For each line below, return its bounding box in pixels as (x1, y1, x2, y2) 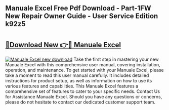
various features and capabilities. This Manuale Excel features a (5, 83, 139, 89)
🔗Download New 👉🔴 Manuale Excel (5, 40, 121, 49)
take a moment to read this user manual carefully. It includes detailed (5, 72, 149, 78)
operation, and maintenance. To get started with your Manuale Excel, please (5, 67, 164, 73)
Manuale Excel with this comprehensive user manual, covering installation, (5, 62, 160, 67)
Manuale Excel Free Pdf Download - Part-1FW (5, 4, 151, 13)
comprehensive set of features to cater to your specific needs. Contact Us (5, 88, 160, 94)
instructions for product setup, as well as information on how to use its (5, 78, 152, 83)
